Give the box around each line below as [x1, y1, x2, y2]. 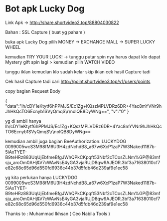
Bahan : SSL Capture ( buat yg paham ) [5, 29, 86, 35]
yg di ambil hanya [5, 118, 41, 124]
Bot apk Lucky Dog [5, 3, 85, 14]
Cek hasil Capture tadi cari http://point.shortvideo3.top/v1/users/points [5, 78, 151, 84]
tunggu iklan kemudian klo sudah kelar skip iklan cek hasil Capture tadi [5, 68, 151, 75]
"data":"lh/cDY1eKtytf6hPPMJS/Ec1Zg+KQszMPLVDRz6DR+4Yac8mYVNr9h [5, 103, 162, 109]
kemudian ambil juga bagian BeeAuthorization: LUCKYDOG [5, 138, 127, 144]
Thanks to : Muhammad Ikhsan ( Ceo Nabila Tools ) [5, 211, 111, 217]
